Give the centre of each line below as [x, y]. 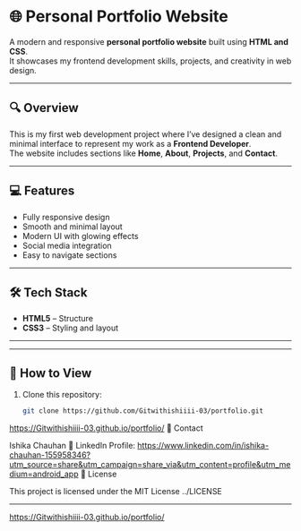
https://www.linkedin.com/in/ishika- [203, 446]
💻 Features [42, 191]
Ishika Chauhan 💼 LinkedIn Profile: [73, 446]
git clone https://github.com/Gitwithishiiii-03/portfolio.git [143, 411]
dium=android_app [44, 474]
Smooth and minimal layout [72, 227]
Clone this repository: [62, 395]
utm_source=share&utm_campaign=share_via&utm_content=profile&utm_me [150, 465]
